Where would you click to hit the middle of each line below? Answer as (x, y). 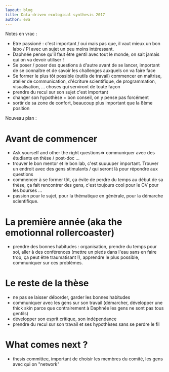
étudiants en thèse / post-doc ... (46, 158)
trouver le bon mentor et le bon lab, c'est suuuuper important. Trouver (86, 163)
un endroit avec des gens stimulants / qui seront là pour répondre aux (85, 169)
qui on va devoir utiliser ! (38, 60)
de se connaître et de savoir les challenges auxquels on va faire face (84, 71)
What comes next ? (47, 345)
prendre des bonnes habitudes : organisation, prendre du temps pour (85, 247)
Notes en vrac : (21, 34)
